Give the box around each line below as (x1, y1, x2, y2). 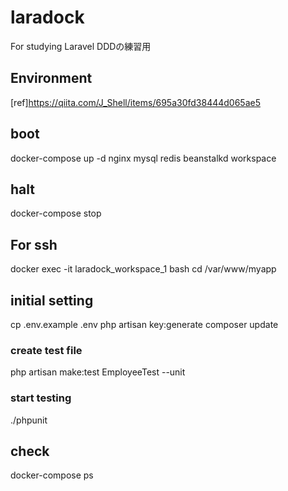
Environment (10, 70, 93, 87)
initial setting (10, 292, 94, 309)
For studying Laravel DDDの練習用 (10, 40, 152, 52)
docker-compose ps (10, 469, 94, 481)
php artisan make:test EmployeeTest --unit (10, 366, 186, 378)
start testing (10, 391, 72, 405)
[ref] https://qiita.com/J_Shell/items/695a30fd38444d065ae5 (10, 96, 261, 108)
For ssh (10, 236, 58, 253)
